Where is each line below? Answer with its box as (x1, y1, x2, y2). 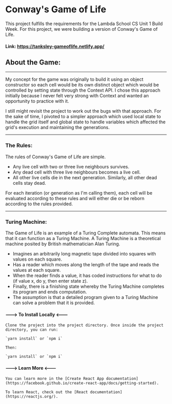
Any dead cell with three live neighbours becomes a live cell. (12, 169, 141, 175)
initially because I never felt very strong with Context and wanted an (5, 93, 149, 99)
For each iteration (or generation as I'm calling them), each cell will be (5, 189, 153, 196)
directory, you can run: (5, 327, 58, 332)
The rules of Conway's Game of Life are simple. (5, 154, 106, 160)
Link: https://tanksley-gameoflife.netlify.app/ (5, 43, 105, 49)
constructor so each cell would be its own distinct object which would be (5, 82, 159, 88)
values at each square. (12, 267, 61, 273)
